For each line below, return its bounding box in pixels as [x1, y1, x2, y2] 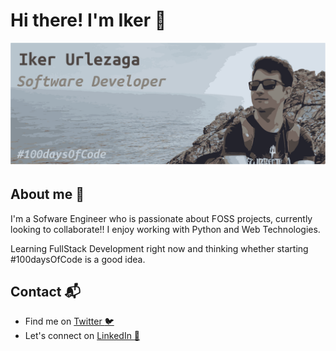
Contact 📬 [10, 284, 81, 300]
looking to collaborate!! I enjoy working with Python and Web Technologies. [10, 223, 321, 235]
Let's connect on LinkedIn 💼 [24, 330, 141, 342]
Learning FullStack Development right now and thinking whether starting [10, 242, 309, 254]
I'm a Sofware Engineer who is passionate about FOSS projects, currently [10, 212, 313, 224]
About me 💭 [10, 186, 85, 203]
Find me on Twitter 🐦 [24, 315, 115, 328]
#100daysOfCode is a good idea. [10, 253, 146, 265]
